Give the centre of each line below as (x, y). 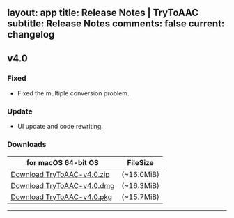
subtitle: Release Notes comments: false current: (116, 24)
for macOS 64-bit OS (63, 162)
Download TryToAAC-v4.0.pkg (62, 197)
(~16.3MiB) (141, 185)
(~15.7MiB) (141, 197)
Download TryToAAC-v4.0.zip (60, 174)
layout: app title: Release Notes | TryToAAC (103, 13)
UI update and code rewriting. (60, 127)
